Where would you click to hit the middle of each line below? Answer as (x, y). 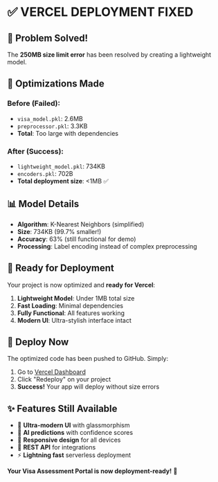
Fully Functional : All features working (71, 313)
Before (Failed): (34, 103)
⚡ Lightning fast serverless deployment (74, 455)
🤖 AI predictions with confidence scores (75, 433)
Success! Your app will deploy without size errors (88, 387)
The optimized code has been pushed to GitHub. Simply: (88, 359)
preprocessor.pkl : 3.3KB (52, 126)
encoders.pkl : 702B (45, 173)
